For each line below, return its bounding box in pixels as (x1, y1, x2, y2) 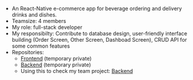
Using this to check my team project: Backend (20, 68, 133, 74)
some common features (11, 42, 70, 49)
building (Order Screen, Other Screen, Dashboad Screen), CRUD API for (11, 36, 188, 43)
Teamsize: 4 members (11, 18, 66, 24)
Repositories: (11, 49, 44, 55)
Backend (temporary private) (20, 61, 91, 68)
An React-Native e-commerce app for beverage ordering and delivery (11, 5, 182, 12)
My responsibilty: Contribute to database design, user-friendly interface (11, 30, 188, 37)
